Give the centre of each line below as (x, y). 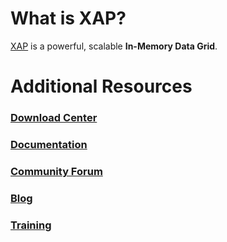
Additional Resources (101, 86)
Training (31, 225)
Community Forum (56, 171)
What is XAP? (68, 18)
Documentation (49, 144)
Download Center (54, 118)
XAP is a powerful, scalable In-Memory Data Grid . (114, 46)
